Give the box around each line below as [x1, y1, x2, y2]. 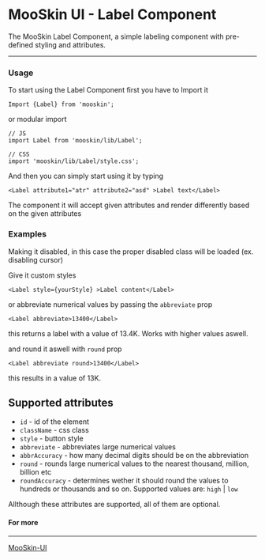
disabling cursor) [8, 255, 64, 264]
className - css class [19, 426, 89, 435]
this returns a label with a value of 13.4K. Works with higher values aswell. [8, 328, 248, 338]
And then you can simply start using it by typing [8, 172, 164, 181]
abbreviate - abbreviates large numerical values [19, 442, 176, 452]
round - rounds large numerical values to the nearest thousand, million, [19, 459, 250, 468]
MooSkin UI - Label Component [8, 6, 217, 24]
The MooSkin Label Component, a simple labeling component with [8, 32, 225, 41]
